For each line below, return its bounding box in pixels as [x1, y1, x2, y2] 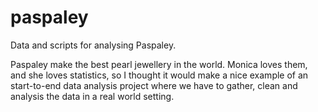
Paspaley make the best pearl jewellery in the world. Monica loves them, [10, 58, 308, 70]
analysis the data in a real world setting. [10, 90, 175, 102]
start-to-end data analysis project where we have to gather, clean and [10, 79, 298, 91]
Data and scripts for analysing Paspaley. [10, 39, 177, 51]
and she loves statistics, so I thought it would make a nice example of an [10, 69, 309, 81]
